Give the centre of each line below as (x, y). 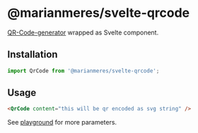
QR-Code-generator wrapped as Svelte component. (83, 32)
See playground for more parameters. (62, 122)
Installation (33, 55)
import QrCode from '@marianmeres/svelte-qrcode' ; (83, 71)
